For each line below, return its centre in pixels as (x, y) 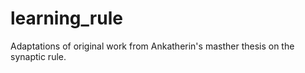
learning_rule (66, 18)
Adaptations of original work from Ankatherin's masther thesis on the (152, 46)
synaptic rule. (38, 56)
